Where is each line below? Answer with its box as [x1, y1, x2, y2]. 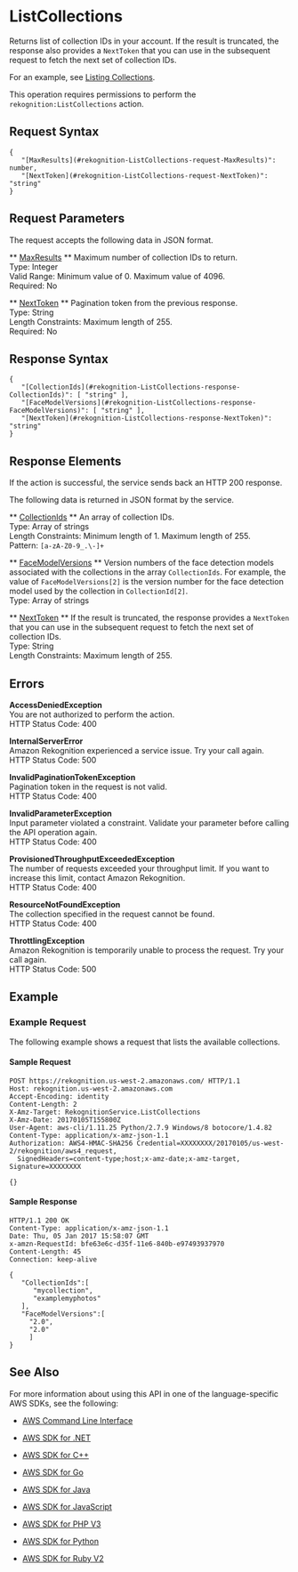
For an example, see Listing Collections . [9, 71, 156, 82]
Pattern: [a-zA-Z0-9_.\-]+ [9, 540, 105, 551]
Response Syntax [9, 351, 109, 367]
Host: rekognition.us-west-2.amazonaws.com [9, 1084, 173, 1093]
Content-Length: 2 [9, 1100, 77, 1108]
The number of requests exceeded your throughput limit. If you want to [9, 863, 270, 874]
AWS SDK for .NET [21, 1432, 92, 1443]
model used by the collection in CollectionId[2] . [9, 585, 189, 597]
